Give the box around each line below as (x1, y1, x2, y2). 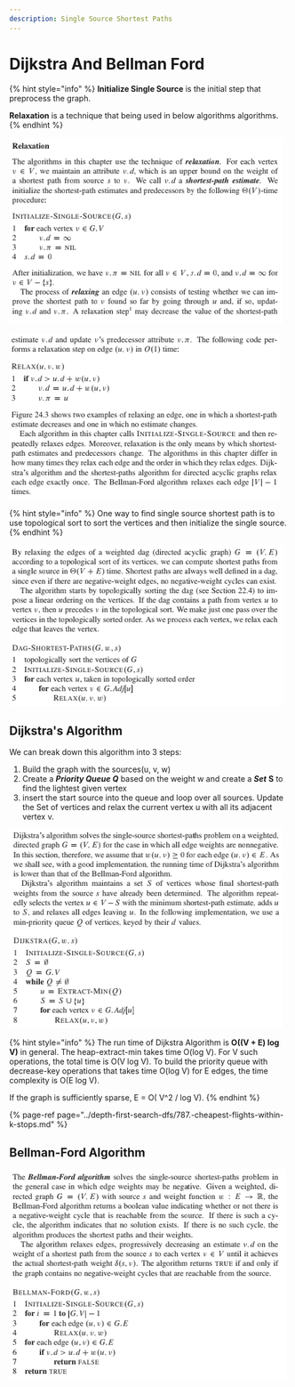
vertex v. (21, 811, 55, 823)
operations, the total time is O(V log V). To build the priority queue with (9, 1056, 268, 1067)
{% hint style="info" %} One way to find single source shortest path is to (9, 507, 275, 518)
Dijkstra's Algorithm (9, 723, 123, 738)
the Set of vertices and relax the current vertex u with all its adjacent (21, 802, 273, 813)
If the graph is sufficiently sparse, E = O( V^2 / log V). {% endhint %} (9, 1092, 260, 1103)
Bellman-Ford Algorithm (9, 1145, 146, 1160)
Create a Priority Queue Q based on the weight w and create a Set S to (21, 774, 283, 784)
